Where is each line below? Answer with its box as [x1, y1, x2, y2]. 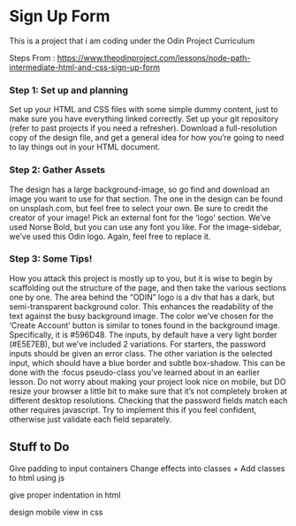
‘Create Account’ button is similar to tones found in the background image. [9, 320, 280, 331]
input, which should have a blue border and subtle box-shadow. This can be [9, 357, 285, 368]
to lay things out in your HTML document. [9, 141, 161, 152]
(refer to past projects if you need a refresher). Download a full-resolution [9, 123, 277, 133]
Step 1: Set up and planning [9, 84, 128, 96]
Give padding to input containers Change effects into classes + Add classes [9, 462, 285, 474]
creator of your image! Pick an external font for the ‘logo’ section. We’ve [9, 212, 271, 223]
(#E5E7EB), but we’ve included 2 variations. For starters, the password [9, 339, 267, 349]
